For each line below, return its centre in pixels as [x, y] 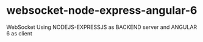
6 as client [19, 33]
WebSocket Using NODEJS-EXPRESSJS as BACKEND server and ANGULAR [102, 27]
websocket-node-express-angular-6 [102, 10]
